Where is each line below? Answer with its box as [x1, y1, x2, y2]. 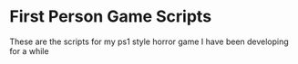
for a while [9, 45, 49, 56]
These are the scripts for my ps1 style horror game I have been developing [9, 36, 289, 47]
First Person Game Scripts [9, 6, 212, 27]
